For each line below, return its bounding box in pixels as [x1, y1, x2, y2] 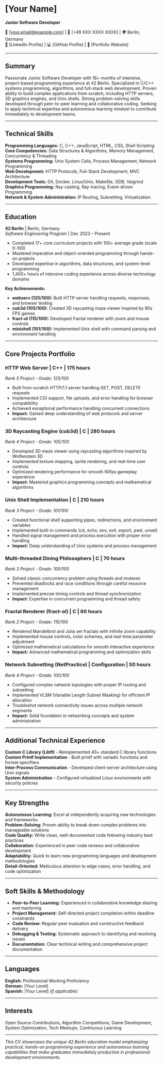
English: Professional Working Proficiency [5, 978, 90, 983]
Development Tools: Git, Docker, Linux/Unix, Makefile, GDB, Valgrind [5, 179, 144, 184]
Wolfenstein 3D [12, 453, 43, 459]
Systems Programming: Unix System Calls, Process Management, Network [5, 158, 157, 164]
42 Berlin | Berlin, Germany [5, 226, 60, 232]
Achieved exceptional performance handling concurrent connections [12, 405, 150, 411]
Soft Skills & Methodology [5, 887, 85, 895]
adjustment [12, 639, 35, 645]
